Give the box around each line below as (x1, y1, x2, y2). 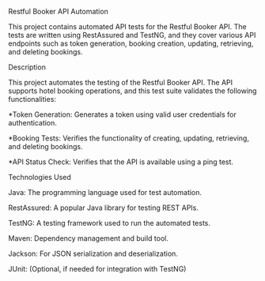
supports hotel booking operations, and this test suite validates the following (8, 86, 257, 96)
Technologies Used (8, 173, 71, 182)
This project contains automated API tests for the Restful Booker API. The (8, 22, 247, 31)
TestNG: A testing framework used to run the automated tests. (8, 219, 211, 227)
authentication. (8, 118, 58, 127)
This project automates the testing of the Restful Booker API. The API (8, 78, 233, 87)
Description (8, 62, 46, 72)
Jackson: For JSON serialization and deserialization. (8, 249, 178, 258)
